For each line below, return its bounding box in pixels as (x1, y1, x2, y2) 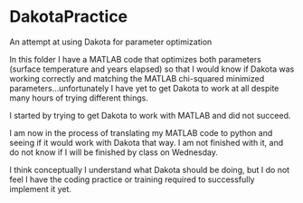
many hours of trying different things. (9, 92, 149, 103)
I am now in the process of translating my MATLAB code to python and (9, 127, 273, 138)
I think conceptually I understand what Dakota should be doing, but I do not (9, 164, 290, 175)
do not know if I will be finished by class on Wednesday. (9, 147, 219, 158)
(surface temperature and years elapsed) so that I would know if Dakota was (9, 63, 295, 74)
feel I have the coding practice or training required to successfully (9, 174, 255, 185)
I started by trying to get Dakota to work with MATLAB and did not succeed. (9, 110, 291, 121)
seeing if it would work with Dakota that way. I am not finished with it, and (9, 137, 284, 148)
